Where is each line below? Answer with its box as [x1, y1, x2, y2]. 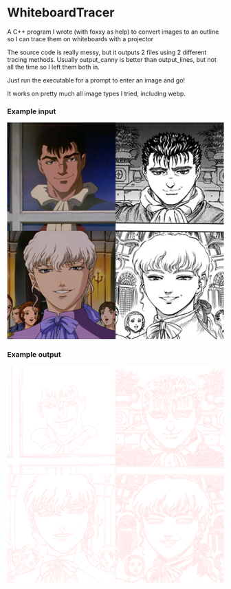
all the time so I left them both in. [7, 63, 100, 71]
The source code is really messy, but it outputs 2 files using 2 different [7, 48, 207, 56]
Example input [7, 107, 56, 116]
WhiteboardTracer [7, 5, 115, 21]
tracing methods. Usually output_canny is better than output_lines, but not [7, 55, 217, 63]
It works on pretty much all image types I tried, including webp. [7, 89, 186, 98]
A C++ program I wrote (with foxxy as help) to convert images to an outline [7, 27, 219, 36]
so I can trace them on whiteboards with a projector [7, 34, 153, 43]
